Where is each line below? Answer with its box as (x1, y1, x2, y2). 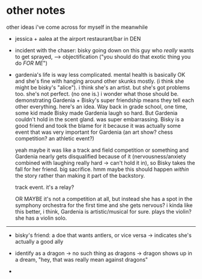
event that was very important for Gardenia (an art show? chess (14, 128, 173, 136)
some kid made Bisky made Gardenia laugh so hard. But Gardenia (14, 109, 178, 116)
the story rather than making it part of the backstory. (14, 172, 145, 179)
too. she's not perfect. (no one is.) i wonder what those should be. (14, 90, 179, 97)
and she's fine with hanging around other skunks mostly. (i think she (14, 77, 185, 85)
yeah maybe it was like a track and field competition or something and (14, 146, 189, 154)
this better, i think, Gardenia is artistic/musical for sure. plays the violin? (14, 208, 192, 215)
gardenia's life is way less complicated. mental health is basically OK (14, 71, 185, 78)
